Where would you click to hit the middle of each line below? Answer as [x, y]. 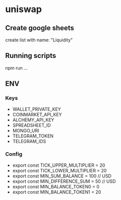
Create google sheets [40, 28]
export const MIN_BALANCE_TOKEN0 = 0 [56, 186]
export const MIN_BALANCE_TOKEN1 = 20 [57, 192]
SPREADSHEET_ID [32, 125]
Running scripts [31, 56]
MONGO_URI [26, 130]
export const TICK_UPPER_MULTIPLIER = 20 [59, 165]
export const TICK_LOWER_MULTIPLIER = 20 [59, 170]
